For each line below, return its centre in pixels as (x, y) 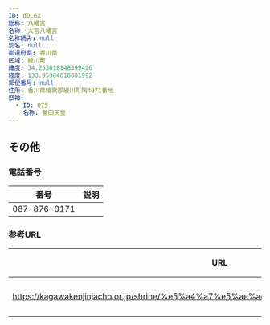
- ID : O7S (32, 105)
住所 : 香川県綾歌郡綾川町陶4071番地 (61, 90)
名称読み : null (31, 38)
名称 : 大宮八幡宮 (33, 30)
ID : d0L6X (25, 16)
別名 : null (25, 46)
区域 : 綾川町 (27, 61)
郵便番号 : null (31, 83)
